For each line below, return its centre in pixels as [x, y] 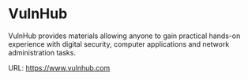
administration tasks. [42, 52]
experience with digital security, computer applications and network [119, 44]
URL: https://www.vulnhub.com [59, 67]
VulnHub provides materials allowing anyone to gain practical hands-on [124, 36]
